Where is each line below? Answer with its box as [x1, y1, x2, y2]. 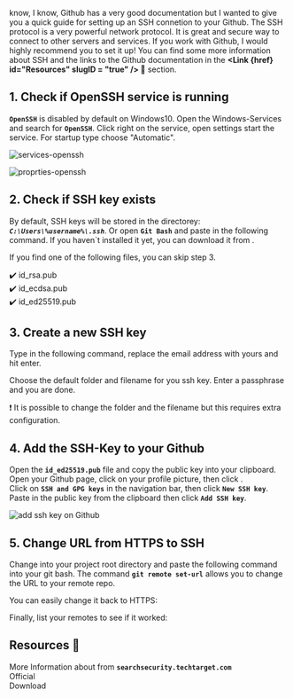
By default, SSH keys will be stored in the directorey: [9, 216, 201, 226]
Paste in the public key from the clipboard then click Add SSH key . [9, 492, 247, 504]
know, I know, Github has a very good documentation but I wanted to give [9, 8, 277, 18]
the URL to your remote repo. [9, 578, 116, 589]
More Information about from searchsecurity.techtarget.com [9, 661, 232, 672]
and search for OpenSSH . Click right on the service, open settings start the [9, 122, 275, 133]
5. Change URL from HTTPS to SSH [9, 536, 205, 551]
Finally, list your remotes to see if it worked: [9, 612, 168, 623]
